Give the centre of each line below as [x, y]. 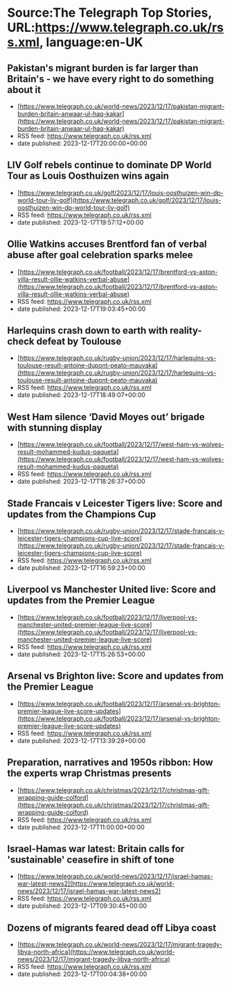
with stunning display [55, 428]
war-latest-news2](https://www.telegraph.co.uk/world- [96, 884]
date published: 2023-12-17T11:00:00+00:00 [81, 827]
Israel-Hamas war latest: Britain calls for [96, 848]
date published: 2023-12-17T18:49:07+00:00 [81, 395]
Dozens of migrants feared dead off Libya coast [112, 928]
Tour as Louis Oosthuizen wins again [88, 176]
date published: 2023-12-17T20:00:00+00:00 [82, 143]
